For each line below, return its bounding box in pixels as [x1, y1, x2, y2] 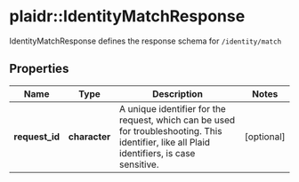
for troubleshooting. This [118, 124, 222, 137]
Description [152, 87, 203, 99]
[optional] [244, 131, 286, 143]
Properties [9, 61, 69, 76]
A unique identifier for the [118, 102, 227, 115]
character [68, 131, 111, 143]
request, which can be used [118, 114, 236, 126]
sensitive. [118, 158, 159, 170]
